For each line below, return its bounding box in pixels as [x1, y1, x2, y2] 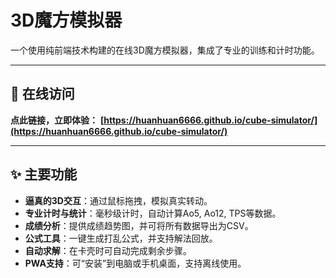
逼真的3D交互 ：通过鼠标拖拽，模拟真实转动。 [24, 194, 213, 206]
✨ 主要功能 [10, 166, 78, 183]
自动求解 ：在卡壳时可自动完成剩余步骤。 [24, 244, 192, 256]
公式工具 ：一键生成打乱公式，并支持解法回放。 [24, 232, 218, 244]
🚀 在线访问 [10, 86, 75, 103]
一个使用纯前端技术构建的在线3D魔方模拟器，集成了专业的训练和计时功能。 [10, 44, 320, 56]
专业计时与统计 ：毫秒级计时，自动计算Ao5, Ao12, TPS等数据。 [24, 207, 282, 219]
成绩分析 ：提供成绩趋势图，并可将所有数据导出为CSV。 [24, 219, 254, 231]
